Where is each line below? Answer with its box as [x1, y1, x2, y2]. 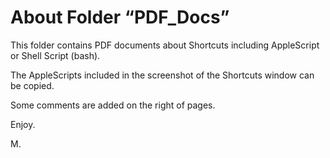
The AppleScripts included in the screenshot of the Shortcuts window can [10, 69, 315, 81]
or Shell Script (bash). [10, 49, 101, 61]
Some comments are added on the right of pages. [10, 99, 216, 111]
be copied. [10, 79, 55, 91]
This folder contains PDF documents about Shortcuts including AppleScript [10, 39, 320, 51]
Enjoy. [10, 118, 36, 130]
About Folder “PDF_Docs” [10, 6, 230, 29]
